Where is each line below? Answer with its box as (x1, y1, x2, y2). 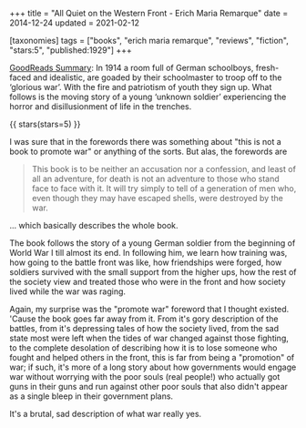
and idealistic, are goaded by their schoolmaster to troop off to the (33, 72, 282, 83)
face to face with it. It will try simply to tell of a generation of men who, (31, 183, 297, 194)
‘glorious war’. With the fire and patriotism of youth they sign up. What (9, 82, 272, 92)
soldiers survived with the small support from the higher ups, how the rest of (9, 267, 297, 277)
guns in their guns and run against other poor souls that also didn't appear (9, 382, 289, 392)
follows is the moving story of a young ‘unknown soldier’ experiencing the (9, 91, 287, 102)
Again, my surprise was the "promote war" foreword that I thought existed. (9, 304, 290, 314)
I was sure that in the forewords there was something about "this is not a (9, 137, 282, 147)
